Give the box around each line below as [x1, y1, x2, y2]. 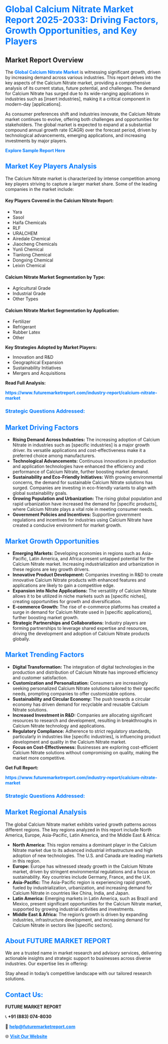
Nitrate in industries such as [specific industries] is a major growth [12, 442, 150, 448]
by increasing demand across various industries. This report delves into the [5, 75, 161, 80]
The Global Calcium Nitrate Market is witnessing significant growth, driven [5, 69, 161, 75]
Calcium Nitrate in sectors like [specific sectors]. [12, 922, 113, 928]
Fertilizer [12, 318, 31, 324]
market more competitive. [12, 755, 66, 761]
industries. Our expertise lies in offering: [5, 961, 88, 967]
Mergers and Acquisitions [12, 370, 66, 376]
